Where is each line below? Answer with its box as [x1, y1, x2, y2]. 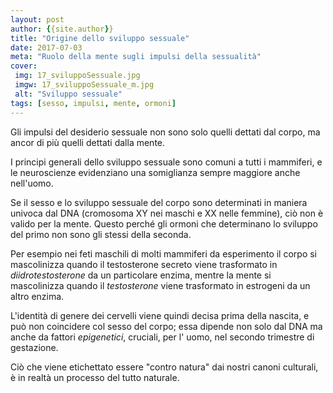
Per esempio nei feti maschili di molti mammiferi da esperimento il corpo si [10, 247, 317, 260]
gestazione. [10, 341, 59, 353]
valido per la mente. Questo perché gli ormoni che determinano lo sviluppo [10, 217, 318, 230]
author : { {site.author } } [10, 24, 114, 34]
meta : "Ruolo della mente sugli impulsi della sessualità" [10, 52, 262, 62]
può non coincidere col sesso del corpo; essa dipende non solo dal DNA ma [10, 320, 323, 332]
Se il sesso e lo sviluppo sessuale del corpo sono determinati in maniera [10, 196, 308, 208]
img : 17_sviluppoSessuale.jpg [14, 71, 141, 81]
